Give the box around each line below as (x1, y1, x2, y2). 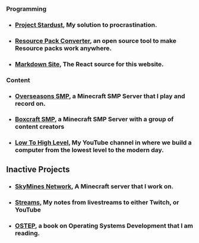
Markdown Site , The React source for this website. (14, 60, 165, 68)
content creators (14, 122, 65, 131)
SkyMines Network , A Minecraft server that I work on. (14, 182, 174, 190)
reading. (14, 229, 40, 237)
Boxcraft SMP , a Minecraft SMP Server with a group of (14, 115, 174, 124)
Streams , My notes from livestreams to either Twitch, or (14, 198, 179, 206)
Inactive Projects (6, 164, 70, 174)
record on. (14, 99, 46, 108)
